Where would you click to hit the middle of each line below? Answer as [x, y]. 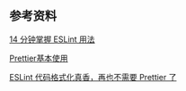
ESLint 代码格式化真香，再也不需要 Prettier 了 [93, 77]
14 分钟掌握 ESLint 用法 [53, 39]
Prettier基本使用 [39, 58]
